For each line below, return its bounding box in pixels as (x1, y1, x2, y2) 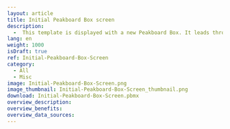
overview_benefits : (7, 105, 63, 112)
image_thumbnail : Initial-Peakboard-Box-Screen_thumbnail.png (7, 86, 188, 93)
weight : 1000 (7, 42, 44, 48)
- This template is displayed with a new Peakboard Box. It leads (13, 29, 210, 36)
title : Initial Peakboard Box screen (7, 16, 115, 23)
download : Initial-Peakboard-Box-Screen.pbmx (7, 93, 139, 100)
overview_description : (7, 99, 72, 106)
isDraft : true (7, 48, 48, 55)
